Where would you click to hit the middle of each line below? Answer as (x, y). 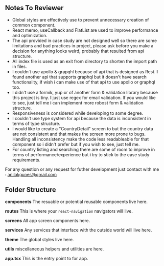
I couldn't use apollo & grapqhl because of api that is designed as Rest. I (85, 72)
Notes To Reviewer (34, 8)
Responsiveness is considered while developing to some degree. (78, 113)
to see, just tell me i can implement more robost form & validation (78, 102)
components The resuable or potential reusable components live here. (76, 202)
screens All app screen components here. (47, 220)
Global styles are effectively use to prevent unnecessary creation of (81, 20)
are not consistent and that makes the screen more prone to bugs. (79, 134)
